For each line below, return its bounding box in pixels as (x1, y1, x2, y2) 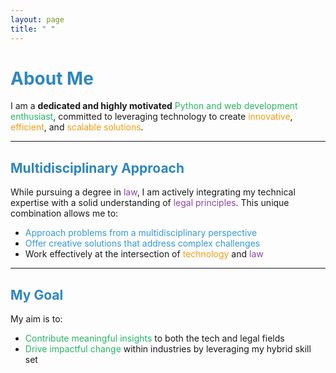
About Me (10, 67, 94, 90)
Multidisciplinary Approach (10, 159, 185, 176)
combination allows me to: (10, 207, 119, 220)
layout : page (10, 14, 65, 25)
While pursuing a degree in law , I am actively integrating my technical (10, 186, 296, 198)
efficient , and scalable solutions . (10, 121, 144, 133)
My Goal (10, 286, 64, 303)
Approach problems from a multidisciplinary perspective (24, 227, 258, 239)
